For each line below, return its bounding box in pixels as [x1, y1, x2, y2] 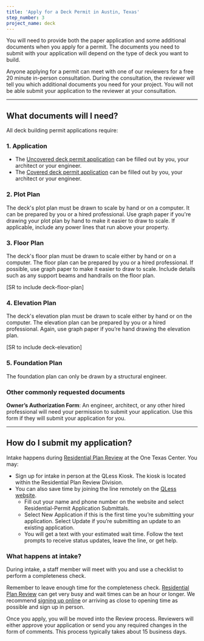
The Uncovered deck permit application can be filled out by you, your [15, 156, 189, 163]
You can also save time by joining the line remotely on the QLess [15, 485, 177, 492]
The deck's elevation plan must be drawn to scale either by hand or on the [6, 312, 192, 320]
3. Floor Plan [6, 238, 44, 247]
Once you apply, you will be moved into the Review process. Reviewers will [6, 615, 194, 623]
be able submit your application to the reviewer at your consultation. [6, 87, 177, 95]
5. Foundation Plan [6, 359, 63, 368]
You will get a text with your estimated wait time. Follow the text [24, 530, 183, 538]
